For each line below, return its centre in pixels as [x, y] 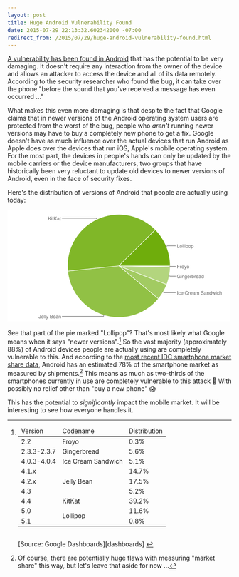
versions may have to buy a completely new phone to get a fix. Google [111, 133]
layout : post [27, 15]
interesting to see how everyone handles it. [70, 409]
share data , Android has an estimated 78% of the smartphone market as [113, 364]
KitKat [71, 501]
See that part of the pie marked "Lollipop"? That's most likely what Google [116, 333]
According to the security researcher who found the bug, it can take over [115, 81]
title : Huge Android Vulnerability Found [70, 22]
